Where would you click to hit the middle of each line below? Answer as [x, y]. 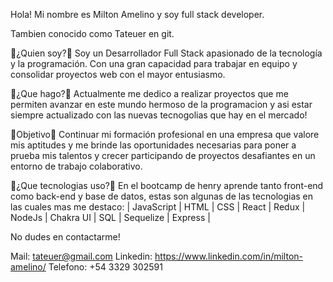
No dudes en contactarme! [65, 237]
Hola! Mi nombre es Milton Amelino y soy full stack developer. [137, 14]
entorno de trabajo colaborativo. [76, 166]
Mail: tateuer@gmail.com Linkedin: [81, 256]
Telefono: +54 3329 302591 [105, 267]
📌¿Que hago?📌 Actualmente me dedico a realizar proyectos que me [149, 93]
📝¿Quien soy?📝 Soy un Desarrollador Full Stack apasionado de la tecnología [166, 53]
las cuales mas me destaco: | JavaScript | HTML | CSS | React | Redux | [158, 207]
